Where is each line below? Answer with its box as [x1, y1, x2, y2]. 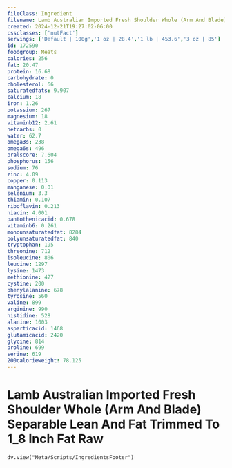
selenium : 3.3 [7, 190, 48, 197]
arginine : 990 [7, 306, 48, 313]
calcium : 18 [7, 94, 41, 101]
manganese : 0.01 [7, 184, 54, 191]
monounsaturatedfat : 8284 [7, 229, 81, 236]
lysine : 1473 [7, 267, 45, 274]
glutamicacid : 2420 [7, 331, 64, 339]
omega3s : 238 [7, 139, 45, 146]
